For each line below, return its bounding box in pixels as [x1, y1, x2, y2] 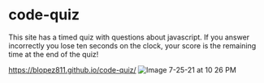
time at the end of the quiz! [8, 49, 99, 59]
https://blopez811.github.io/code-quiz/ [8, 64, 136, 74]
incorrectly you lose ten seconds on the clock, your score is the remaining [8, 40, 257, 50]
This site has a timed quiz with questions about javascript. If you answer [8, 32, 250, 42]
